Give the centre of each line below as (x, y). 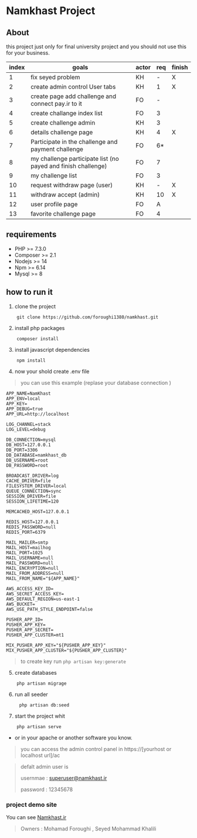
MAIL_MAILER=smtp (27, 542)
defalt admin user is (44, 766)
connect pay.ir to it (56, 104)
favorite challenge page (63, 214)
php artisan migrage (42, 683)
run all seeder (31, 694)
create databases (35, 672)
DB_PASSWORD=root (27, 465)
